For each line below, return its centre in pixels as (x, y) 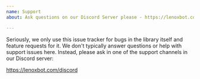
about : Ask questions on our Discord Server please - (74, 17)
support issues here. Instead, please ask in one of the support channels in (97, 52)
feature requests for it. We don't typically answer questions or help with (94, 46)
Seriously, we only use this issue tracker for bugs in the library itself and (95, 39)
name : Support (24, 12)
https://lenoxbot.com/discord (42, 69)
